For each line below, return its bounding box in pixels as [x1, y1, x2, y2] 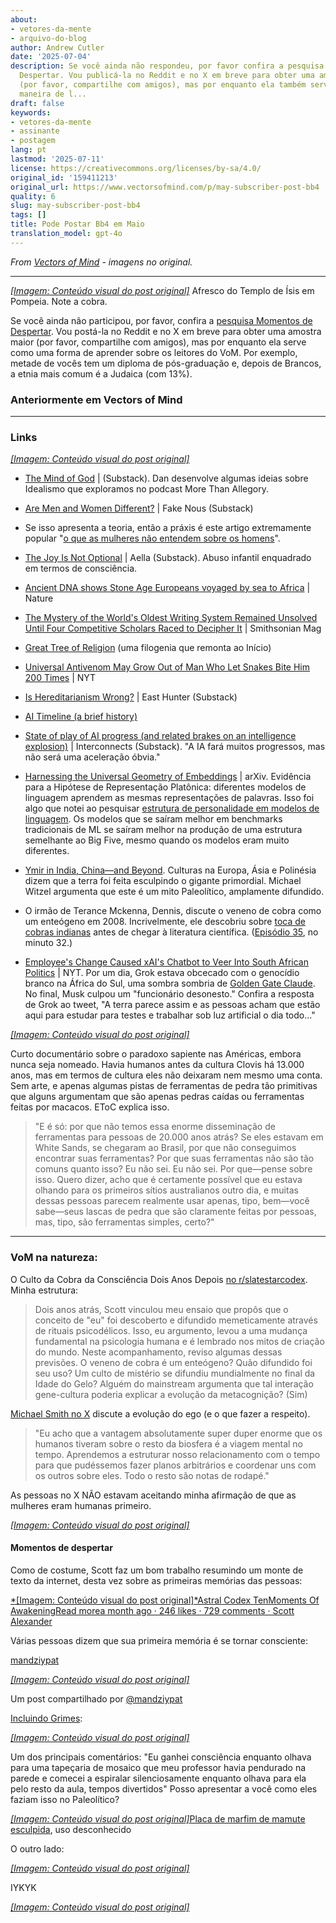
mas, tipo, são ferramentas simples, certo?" [34, 1216, 215, 1228]
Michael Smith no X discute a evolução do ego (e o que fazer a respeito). [10, 1407, 311, 1420]
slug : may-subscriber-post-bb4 [10, 201, 141, 211]
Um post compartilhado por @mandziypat [10, 1692, 183, 1705]
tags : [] [10, 210, 47, 220]
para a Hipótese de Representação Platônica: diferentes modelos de [24, 781, 307, 793]
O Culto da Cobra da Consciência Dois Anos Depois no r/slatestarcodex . [10, 1273, 308, 1285]
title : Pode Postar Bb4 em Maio [10, 219, 145, 230]
